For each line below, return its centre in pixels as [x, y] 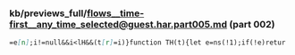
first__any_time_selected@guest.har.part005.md [118, 24]
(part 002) [252, 24]
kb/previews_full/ [48, 13]
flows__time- [115, 13]
